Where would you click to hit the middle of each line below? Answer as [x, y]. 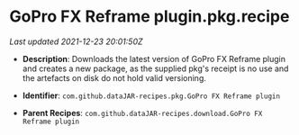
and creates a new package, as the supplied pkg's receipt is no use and [155, 68]
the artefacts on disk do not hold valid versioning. [114, 77]
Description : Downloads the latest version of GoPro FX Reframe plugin [154, 58]
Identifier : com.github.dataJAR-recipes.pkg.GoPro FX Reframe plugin [151, 95]
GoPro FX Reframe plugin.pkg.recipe [149, 17]
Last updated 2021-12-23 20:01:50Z [76, 41]
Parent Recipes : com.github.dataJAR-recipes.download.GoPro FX [142, 112]
